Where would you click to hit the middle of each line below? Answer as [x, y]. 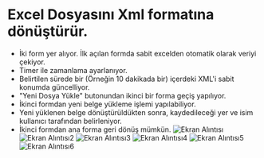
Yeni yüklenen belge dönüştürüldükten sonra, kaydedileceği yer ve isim [136, 112]
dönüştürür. [48, 31]
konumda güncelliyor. [54, 87]
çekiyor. [32, 62]
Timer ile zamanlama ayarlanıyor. [73, 70]
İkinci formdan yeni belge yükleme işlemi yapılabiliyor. [107, 104]
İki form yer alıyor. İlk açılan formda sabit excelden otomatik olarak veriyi [138, 53]
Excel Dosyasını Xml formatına [111, 15]
